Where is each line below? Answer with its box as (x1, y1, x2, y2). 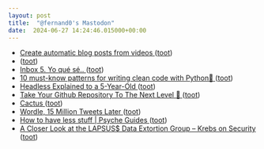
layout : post (8, 11, 51, 20)
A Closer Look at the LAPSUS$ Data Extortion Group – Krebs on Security (19, 124, 256, 133)
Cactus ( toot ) (19, 98, 63, 108)
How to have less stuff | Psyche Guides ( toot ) (19, 116, 168, 125)
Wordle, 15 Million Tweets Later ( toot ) (19, 107, 141, 117)
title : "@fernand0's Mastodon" (8, 19, 115, 27)
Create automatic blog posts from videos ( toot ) (19, 48, 173, 58)
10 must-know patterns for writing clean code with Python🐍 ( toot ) (19, 73, 233, 83)
